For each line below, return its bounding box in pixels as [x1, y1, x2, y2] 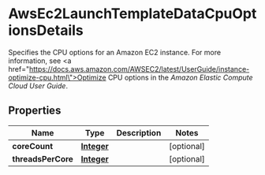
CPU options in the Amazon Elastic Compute [107, 73, 254, 82]
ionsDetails [8, 21, 84, 39]
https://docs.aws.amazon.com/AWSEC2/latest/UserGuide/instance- [28, 64, 250, 73]
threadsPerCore [12, 153, 73, 164]
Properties [8, 104, 62, 117]
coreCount [12, 140, 54, 151]
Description [116, 127, 162, 138]
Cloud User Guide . [8, 80, 69, 91]
